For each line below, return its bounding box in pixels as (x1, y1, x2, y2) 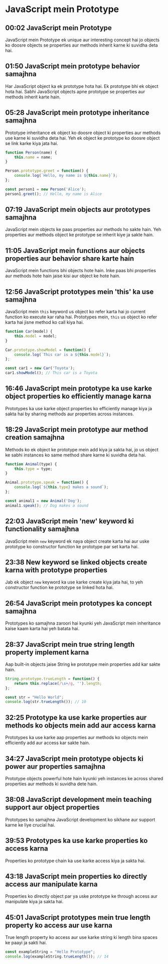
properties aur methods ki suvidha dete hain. (5, 781, 98, 787)
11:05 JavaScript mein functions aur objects (5, 246, 145, 255)
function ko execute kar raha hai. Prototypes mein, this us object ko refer (5, 314, 157, 320)
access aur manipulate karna (5, 880, 98, 888)
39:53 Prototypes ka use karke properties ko (5, 836, 148, 845)
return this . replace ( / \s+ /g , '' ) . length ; (14, 681, 102, 686)
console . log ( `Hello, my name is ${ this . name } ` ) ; (14, 173, 118, 178)
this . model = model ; (14, 333, 57, 338)
